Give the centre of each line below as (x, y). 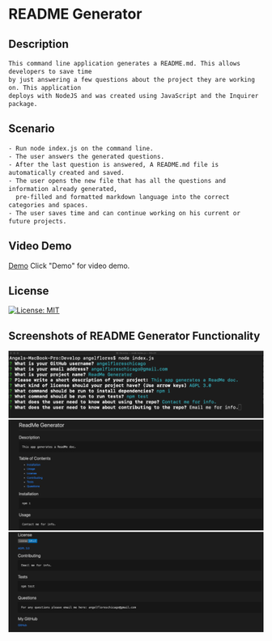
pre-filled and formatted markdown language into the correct (123, 197)
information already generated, (63, 189)
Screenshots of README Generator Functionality (134, 335)
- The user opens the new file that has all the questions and (117, 180)
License (29, 291)
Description (38, 44)
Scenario (32, 129)
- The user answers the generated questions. (86, 156)
